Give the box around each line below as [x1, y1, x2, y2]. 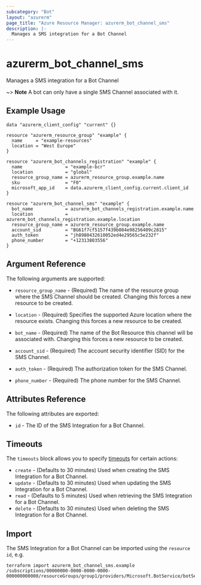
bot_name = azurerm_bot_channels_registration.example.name [11, 205, 194, 212]
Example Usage [6, 106, 66, 116]
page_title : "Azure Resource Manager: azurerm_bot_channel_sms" [6, 20, 170, 26]
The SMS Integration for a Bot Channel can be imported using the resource [6, 545, 190, 552]
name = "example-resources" [11, 138, 93, 144]
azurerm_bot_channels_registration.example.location [6, 216, 141, 222]
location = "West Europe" [11, 142, 77, 149]
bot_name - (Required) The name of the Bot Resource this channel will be [14, 329, 193, 336]
